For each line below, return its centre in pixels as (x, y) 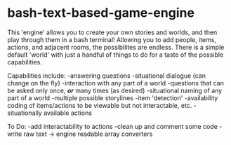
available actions (68, 113)
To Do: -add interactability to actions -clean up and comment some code (112, 126)
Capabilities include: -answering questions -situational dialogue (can (106, 76)
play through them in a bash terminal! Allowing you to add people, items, (112, 39)
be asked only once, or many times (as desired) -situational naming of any (115, 90)
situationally (25, 113)
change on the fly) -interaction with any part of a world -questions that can (116, 83)
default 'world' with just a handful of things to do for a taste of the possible (115, 55)
